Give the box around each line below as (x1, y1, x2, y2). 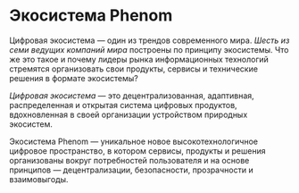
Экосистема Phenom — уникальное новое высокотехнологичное (9, 136, 259, 147)
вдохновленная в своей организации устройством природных (9, 109, 248, 120)
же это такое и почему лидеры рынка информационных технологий (9, 54, 270, 64)
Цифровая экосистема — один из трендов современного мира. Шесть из (9, 35, 290, 46)
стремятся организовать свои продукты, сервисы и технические (9, 63, 259, 74)
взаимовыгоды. (9, 173, 69, 184)
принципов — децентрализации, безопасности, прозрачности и (9, 164, 253, 175)
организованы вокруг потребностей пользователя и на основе (9, 155, 250, 165)
